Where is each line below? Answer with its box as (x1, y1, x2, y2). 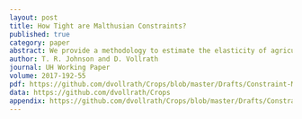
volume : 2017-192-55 (9, 72, 87, 81)
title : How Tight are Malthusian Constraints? (9, 21, 187, 30)
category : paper (9, 38, 70, 47)
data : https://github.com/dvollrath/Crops (9, 88, 171, 97)
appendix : (9, 96, 47, 106)
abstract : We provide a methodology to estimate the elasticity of (9, 47, 268, 55)
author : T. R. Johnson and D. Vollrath (9, 55, 159, 64)
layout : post (9, 13, 58, 22)
